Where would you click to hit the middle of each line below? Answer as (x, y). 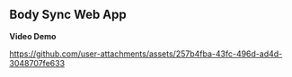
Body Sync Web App (68, 15)
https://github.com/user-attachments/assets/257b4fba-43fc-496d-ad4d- (146, 54)
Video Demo (33, 36)
